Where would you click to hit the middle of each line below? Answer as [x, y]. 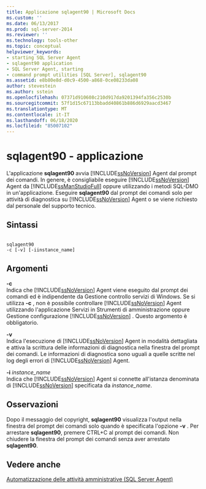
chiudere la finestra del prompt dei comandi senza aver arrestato [88, 439]
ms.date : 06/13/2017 [33, 23]
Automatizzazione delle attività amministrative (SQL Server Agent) [90, 479]
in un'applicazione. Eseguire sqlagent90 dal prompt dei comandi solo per [99, 193]
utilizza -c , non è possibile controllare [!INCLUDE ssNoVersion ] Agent [94, 303]
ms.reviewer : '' [27, 35]
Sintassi [22, 225]
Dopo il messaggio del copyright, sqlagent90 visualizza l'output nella [94, 419]
